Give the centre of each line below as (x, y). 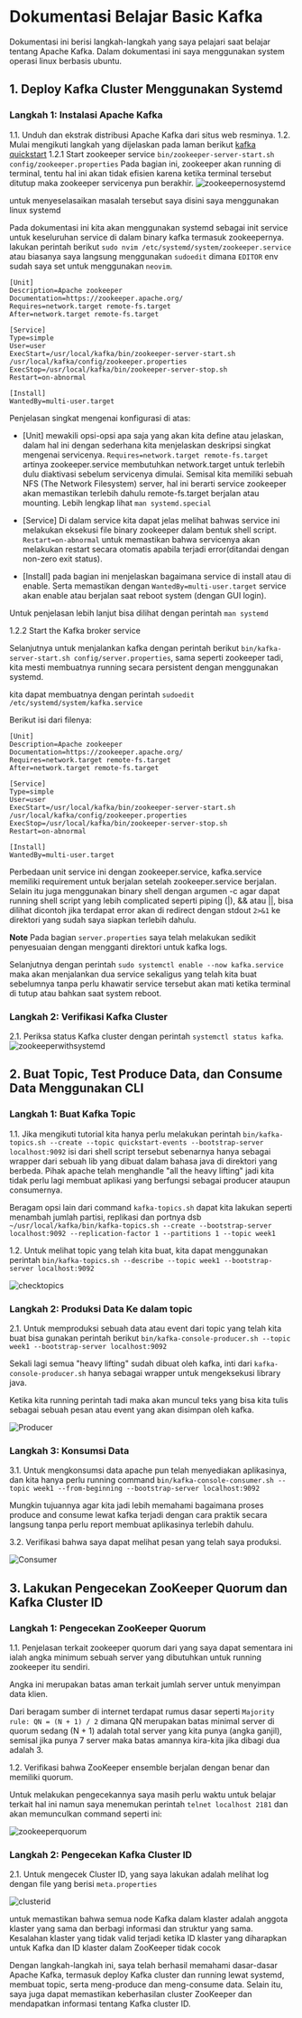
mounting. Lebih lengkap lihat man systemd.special (117, 503)
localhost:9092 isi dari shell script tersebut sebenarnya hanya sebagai (140, 1151)
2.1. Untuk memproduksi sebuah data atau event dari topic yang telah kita (146, 1328)
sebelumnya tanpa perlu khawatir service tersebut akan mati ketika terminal (150, 984)
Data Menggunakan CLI (77, 1088)
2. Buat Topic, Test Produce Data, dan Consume (146, 1075)
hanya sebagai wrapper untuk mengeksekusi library (184, 1372)
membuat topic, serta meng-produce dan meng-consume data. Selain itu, (146, 1985)
